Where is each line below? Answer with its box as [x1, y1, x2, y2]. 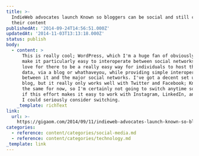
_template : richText [17, 102, 68, 109]
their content [11, 20, 46, 26]
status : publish [6, 36, 46, 42]
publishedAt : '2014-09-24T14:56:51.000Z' [6, 25, 110, 31]
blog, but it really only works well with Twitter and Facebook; [21, 81, 187, 87]
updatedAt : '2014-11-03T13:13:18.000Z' [6, 31, 105, 37]
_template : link [6, 141, 46, 147]
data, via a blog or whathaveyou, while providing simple [21, 69, 168, 75]
